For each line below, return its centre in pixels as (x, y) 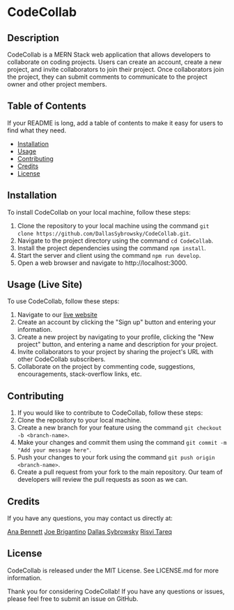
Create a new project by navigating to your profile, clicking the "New (116, 337)
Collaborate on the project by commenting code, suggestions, (106, 367)
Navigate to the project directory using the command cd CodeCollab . (115, 241)
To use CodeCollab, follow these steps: (63, 301)
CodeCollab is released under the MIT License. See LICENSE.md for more (113, 570)
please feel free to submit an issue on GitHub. (73, 598)
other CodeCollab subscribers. (61, 359)
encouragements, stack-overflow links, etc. (79, 374)
